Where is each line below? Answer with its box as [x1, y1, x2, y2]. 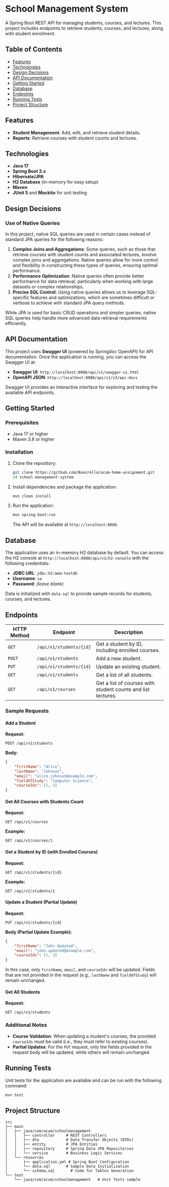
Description [114, 628, 143, 635]
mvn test [5, 1092, 24, 1098]
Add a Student [5, 720, 36, 726]
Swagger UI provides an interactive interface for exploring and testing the [5, 384, 158, 390]
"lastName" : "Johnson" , [14, 769, 64, 774]
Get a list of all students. [96, 671, 153, 678]
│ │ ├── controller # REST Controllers [5, 1133, 107, 1138]
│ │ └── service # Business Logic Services [5, 1151, 123, 1156]
